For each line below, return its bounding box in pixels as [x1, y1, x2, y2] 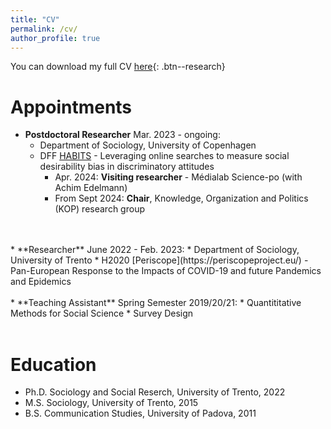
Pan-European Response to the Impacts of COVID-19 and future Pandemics [10, 265, 322, 277]
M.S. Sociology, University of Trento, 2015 [24, 397, 199, 409]
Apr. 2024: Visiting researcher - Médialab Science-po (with [54, 171, 303, 183]
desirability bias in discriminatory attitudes [39, 161, 215, 173]
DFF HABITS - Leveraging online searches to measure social [39, 150, 290, 162]
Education [10, 353, 97, 376]
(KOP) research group [54, 203, 145, 215]
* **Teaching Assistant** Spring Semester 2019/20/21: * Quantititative [10, 297, 302, 309]
